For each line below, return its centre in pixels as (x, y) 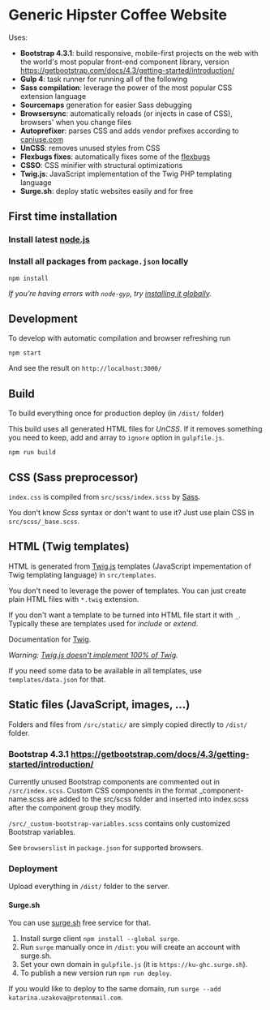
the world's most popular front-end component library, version (124, 62)
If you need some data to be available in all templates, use (105, 670)
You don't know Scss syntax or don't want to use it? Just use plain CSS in (131, 512)
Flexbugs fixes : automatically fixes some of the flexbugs (115, 157)
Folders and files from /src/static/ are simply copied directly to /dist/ (128, 724)
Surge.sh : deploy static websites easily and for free (107, 191)
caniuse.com (41, 139)
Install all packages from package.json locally (99, 261)
